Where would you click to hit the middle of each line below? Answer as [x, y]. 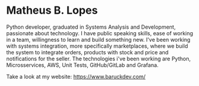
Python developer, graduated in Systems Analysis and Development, [91, 27]
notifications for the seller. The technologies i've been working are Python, [99, 59]
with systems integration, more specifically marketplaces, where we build [97, 46]
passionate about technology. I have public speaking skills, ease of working [100, 33]
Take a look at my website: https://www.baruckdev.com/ [76, 76]
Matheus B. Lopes [52, 10]
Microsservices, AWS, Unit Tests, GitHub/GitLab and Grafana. [82, 65]
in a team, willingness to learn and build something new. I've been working [98, 39]
